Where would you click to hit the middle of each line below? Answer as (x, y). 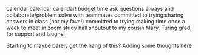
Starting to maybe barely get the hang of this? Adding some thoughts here (99, 45)
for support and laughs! (36, 34)
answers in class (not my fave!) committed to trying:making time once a (96, 21)
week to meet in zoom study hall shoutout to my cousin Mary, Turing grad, (99, 27)
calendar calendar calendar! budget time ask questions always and (90, 9)
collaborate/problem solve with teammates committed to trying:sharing (95, 15)
